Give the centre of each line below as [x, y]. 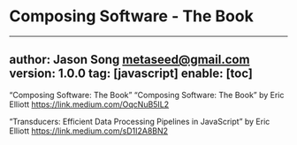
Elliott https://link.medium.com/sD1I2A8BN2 [89, 131]
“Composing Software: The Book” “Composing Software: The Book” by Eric [147, 95]
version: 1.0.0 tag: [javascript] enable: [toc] [131, 74]
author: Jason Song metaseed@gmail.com [129, 60]
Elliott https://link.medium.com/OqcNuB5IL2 [89, 104]
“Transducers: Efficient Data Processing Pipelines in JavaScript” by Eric [140, 121]
